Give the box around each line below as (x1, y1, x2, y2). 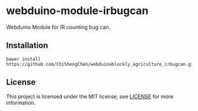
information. (6, 99, 36, 106)
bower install (6, 56, 41, 62)
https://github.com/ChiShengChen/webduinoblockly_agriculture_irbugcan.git (6, 61, 196, 67)
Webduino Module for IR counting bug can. (6, 23, 111, 31)
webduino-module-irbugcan (6, 4, 148, 18)
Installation (6, 41, 48, 51)
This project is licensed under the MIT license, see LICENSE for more (6, 93, 174, 100)
